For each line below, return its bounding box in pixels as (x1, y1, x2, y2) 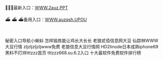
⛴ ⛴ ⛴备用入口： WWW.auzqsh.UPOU (5, 17, 87, 22)
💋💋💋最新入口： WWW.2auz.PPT (5, 5, 68, 10)
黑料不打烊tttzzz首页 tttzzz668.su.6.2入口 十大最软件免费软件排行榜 (5, 50, 142, 56)
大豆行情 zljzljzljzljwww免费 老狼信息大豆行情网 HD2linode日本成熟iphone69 (5, 44, 159, 49)
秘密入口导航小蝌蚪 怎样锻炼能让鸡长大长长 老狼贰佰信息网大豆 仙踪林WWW (5, 38, 159, 43)
